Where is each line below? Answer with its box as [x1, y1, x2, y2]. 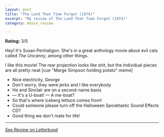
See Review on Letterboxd [5, 127, 58, 133]
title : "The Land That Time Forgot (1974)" [5, 12, 95, 17]
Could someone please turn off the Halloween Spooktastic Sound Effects [12, 103, 159, 108]
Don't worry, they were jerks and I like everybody [12, 82, 111, 88]
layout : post [5, 7, 32, 12]
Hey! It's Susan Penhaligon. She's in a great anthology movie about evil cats [5, 48, 158, 53]
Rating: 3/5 [5, 38, 28, 44]
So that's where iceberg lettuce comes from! [12, 98, 102, 103]
